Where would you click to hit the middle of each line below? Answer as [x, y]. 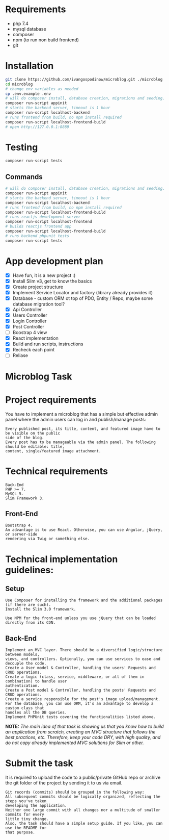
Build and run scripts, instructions [48, 344]
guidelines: [30, 570]
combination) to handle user [36, 681]
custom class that [25, 708]
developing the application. [36, 806]
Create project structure [38, 287]
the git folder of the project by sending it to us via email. [64, 783]
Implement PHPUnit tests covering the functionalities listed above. [81, 717]
